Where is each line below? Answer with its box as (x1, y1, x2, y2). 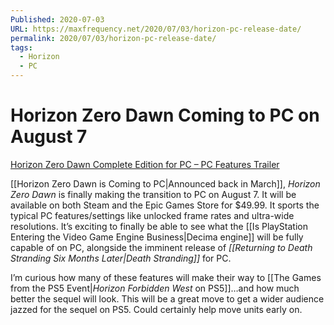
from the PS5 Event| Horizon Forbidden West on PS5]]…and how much (10, 282, 300, 294)
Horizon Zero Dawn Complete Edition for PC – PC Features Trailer (10, 158, 280, 170)
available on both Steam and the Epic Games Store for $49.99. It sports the (10, 199, 320, 211)
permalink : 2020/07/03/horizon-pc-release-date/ (10, 33, 217, 43)
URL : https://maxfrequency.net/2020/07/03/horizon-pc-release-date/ (10, 24, 302, 34)
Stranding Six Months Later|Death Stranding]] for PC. (10, 252, 232, 264)
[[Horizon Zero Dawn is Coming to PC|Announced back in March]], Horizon (10, 177, 321, 190)
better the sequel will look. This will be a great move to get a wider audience (10, 292, 325, 305)
